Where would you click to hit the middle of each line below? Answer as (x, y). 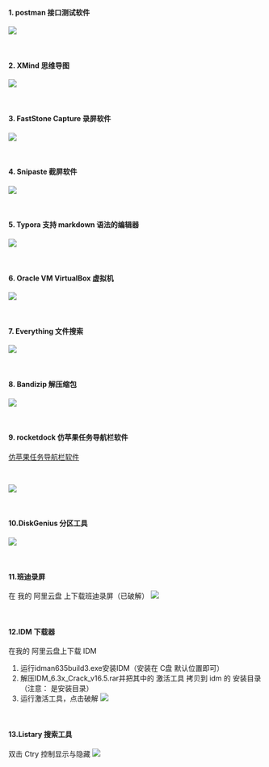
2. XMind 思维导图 (39, 65)
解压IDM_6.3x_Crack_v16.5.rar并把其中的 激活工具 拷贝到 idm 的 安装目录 (141, 678)
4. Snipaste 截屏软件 (43, 172)
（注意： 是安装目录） (57, 689)
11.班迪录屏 (27, 576)
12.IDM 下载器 (32, 631)
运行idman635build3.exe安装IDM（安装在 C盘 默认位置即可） (122, 668)
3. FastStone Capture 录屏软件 (60, 118)
